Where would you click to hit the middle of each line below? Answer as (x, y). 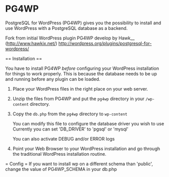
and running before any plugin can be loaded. (53, 79)
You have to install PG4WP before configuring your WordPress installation (82, 68)
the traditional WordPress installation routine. (59, 154)
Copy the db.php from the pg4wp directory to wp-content (70, 114)
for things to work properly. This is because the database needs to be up (81, 73)
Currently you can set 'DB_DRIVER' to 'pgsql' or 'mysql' (70, 129)
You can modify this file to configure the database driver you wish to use (88, 123)
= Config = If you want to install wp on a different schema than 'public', (79, 164)
